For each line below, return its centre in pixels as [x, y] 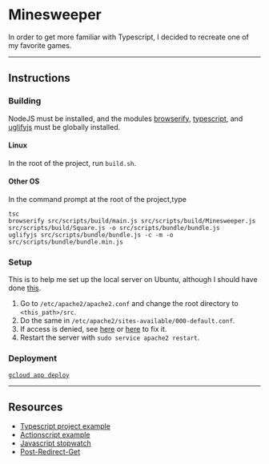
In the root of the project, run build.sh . [72, 163]
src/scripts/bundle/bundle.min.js [66, 242]
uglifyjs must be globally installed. [64, 127]
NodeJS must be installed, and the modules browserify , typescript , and [126, 119]
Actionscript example [55, 435]
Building [25, 101]
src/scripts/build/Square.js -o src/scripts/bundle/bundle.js [114, 228]
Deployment [33, 358]
